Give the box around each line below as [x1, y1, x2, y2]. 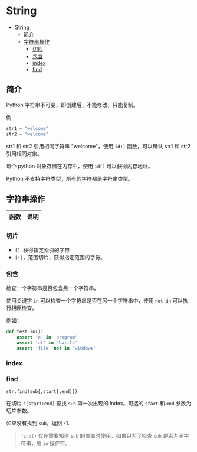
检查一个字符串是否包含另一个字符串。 [6, 284, 99, 291]
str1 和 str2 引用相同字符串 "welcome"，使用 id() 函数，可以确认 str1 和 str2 [6, 142, 191, 149]
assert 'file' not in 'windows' [17, 345, 96, 351]
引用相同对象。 [6, 149, 42, 157]
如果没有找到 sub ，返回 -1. [6, 420, 70, 427]
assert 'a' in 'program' [17, 334, 78, 340]
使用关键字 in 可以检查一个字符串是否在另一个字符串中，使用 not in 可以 [6, 297, 183, 304]
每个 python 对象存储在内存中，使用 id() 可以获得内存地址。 [6, 162, 153, 170]
